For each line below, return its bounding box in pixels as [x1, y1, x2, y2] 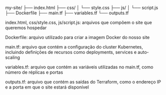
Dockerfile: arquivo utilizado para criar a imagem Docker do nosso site [5, 35, 150, 40]
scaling [5, 54, 20, 60]
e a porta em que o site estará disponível [5, 84, 89, 90]
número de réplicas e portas [5, 69, 63, 75]
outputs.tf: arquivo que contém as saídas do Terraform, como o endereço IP [5, 79, 161, 85]
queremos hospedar [5, 25, 47, 31]
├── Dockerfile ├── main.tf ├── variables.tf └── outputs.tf [5, 10, 129, 16]
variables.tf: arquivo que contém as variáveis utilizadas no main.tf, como [5, 64, 154, 70]
